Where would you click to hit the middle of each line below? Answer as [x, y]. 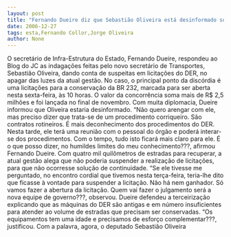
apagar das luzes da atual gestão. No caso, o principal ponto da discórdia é [114, 80]
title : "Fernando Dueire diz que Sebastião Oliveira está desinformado [112, 20]
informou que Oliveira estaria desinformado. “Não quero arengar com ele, [111, 110]
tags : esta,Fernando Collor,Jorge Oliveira [70, 33]
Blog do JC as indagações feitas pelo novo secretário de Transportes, [106, 66]
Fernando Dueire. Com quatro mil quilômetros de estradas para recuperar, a [114, 154]
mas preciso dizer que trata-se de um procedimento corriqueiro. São [104, 117]
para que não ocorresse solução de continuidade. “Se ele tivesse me [105, 168]
